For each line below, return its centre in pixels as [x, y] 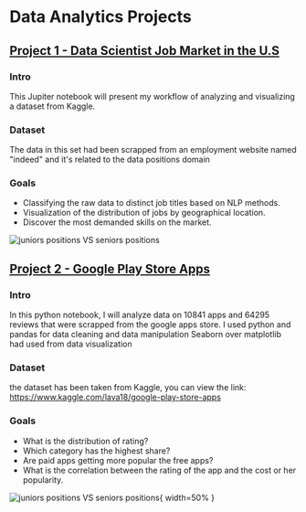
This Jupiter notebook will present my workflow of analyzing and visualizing [152, 96]
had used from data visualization [71, 344]
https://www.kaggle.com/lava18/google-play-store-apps [116, 397]
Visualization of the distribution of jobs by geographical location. [144, 213]
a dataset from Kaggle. [53, 106]
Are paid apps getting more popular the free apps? [118, 460]
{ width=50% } [187, 497]
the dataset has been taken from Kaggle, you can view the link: [128, 388]
